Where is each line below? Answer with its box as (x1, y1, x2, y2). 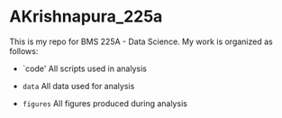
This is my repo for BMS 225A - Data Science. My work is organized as (9, 36, 273, 47)
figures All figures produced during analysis (22, 97, 187, 109)
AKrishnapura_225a (9, 6, 163, 27)
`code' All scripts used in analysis (22, 63, 147, 74)
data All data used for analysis (22, 80, 135, 91)
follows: (9, 45, 39, 56)
